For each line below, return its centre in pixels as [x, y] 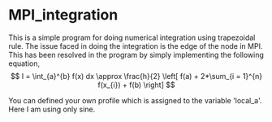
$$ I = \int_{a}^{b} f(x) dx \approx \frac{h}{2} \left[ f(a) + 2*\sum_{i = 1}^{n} [136, 76]
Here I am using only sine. [52, 109]
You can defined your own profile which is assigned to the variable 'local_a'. [135, 100]
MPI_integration [63, 15]
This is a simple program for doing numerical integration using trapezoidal [132, 37]
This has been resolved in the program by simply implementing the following [136, 54]
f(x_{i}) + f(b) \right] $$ [136, 85]
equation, [24, 63]
